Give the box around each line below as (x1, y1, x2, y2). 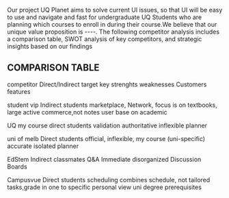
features (7, 87, 31, 95)
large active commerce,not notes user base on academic (7, 108, 167, 116)
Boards (7, 162, 27, 171)
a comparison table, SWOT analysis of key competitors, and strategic (7, 35, 202, 43)
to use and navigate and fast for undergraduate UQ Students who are (7, 13, 202, 21)
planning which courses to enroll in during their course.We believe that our (7, 21, 217, 28)
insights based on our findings (7, 42, 93, 50)
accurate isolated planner (7, 142, 79, 150)
